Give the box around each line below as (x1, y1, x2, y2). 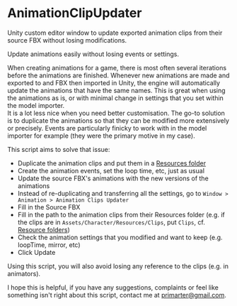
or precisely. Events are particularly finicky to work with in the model (7, 124, 207, 132)
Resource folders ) (17, 225, 71, 234)
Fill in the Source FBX (17, 202, 81, 211)
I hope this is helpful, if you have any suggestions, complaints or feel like (7, 283, 219, 292)
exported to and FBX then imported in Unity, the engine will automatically (7, 78, 221, 87)
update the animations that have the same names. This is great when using (7, 86, 226, 94)
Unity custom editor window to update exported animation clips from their (7, 28, 223, 37)
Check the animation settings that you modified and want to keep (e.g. (17, 233, 223, 241)
